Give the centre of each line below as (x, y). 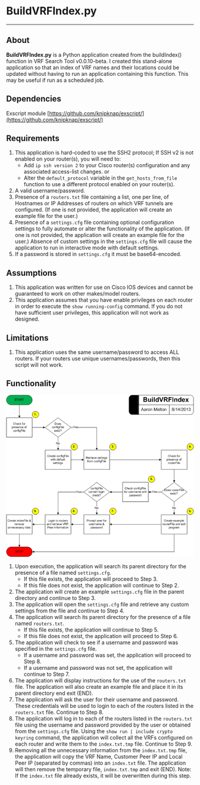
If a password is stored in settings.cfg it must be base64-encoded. (98, 254)
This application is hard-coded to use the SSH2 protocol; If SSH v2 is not (104, 153)
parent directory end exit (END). (54, 693)
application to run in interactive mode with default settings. (87, 248)
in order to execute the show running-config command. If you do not (99, 306)
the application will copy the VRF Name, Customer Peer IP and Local (99, 757)
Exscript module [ (28, 113)
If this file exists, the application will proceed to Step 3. (91, 579)
